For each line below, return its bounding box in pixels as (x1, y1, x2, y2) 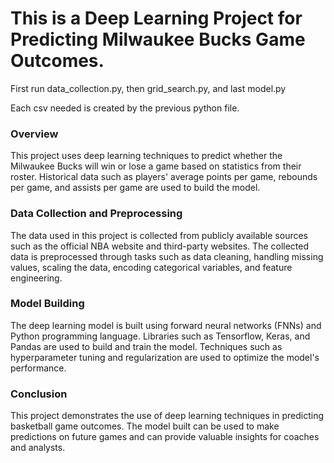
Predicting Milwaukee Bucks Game (10, 28, 306, 51)
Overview (10, 127, 59, 141)
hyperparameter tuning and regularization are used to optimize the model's (10, 351, 320, 363)
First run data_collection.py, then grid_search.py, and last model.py (10, 82, 287, 94)
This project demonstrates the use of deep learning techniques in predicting (10, 410, 324, 422)
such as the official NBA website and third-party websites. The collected (10, 240, 310, 252)
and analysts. (10, 442, 66, 454)
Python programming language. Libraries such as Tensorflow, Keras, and (10, 330, 311, 342)
